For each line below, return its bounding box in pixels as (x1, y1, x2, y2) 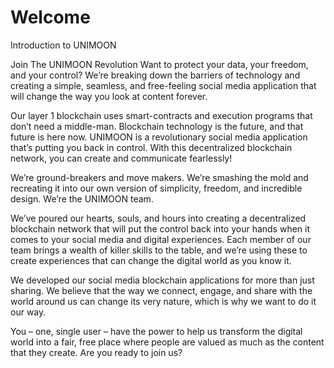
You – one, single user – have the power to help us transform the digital (10, 325, 303, 337)
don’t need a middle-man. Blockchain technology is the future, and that (10, 120, 304, 132)
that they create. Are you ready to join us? (10, 346, 183, 358)
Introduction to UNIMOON (10, 39, 117, 51)
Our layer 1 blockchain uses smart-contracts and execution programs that (10, 109, 313, 121)
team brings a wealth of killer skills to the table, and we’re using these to (10, 244, 308, 256)
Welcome (10, 6, 91, 29)
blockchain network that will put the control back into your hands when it (10, 222, 311, 235)
